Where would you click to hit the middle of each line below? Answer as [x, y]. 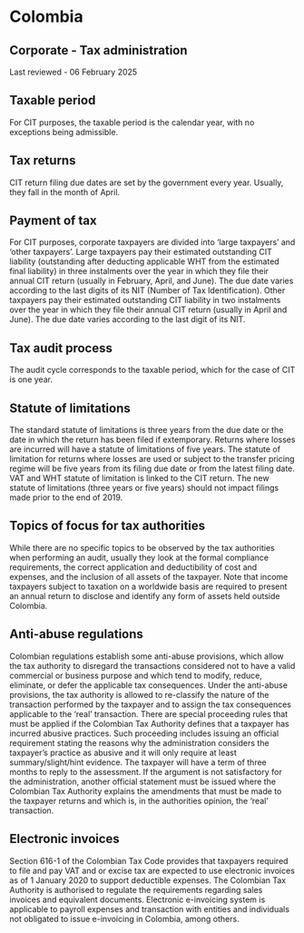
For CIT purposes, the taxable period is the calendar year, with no [132, 122]
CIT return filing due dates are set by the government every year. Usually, [147, 182]
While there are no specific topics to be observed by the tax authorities [142, 547]
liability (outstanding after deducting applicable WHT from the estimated [144, 261]
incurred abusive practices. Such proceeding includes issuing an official [144, 733]
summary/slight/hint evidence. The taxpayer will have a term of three [138, 762]
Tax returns [43, 161]
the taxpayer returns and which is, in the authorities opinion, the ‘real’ [139, 800]
